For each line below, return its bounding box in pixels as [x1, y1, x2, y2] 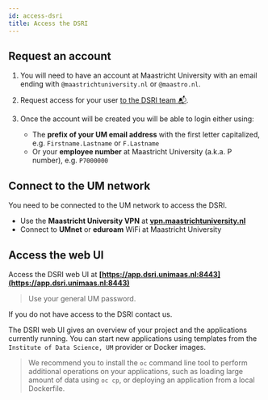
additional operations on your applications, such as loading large [27, 366, 244, 376]
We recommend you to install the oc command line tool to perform [27, 357, 248, 368]
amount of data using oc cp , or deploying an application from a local [27, 375, 256, 385]
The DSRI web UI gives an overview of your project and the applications [8, 325, 248, 335]
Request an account [8, 49, 111, 63]
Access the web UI [8, 248, 104, 262]
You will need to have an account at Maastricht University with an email [19, 70, 258, 81]
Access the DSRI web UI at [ [8, 269, 103, 279]
